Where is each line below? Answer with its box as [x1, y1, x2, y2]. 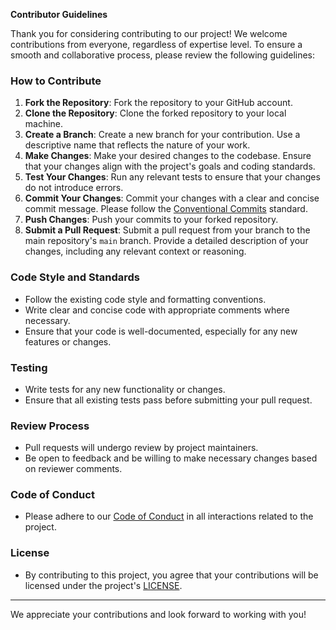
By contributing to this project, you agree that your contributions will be [24, 569, 319, 581]
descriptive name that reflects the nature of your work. [24, 139, 251, 151]
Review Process [10, 419, 90, 433]
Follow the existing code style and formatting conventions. [24, 293, 267, 305]
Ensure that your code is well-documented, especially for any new [24, 325, 298, 337]
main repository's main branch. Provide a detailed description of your [24, 235, 309, 247]
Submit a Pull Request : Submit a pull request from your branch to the [24, 224, 311, 236]
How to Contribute [10, 74, 102, 88]
